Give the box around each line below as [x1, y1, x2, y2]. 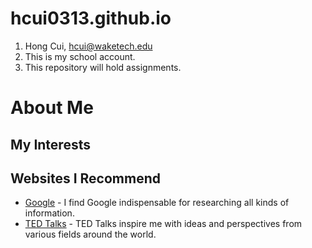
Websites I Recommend [10, 170, 161, 187]
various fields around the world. [24, 228, 157, 241]
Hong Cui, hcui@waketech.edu [24, 40, 153, 52]
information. [24, 207, 75, 219]
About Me [10, 97, 94, 119]
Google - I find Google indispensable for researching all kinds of [24, 197, 290, 209]
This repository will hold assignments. [24, 61, 182, 73]
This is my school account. [24, 50, 136, 62]
